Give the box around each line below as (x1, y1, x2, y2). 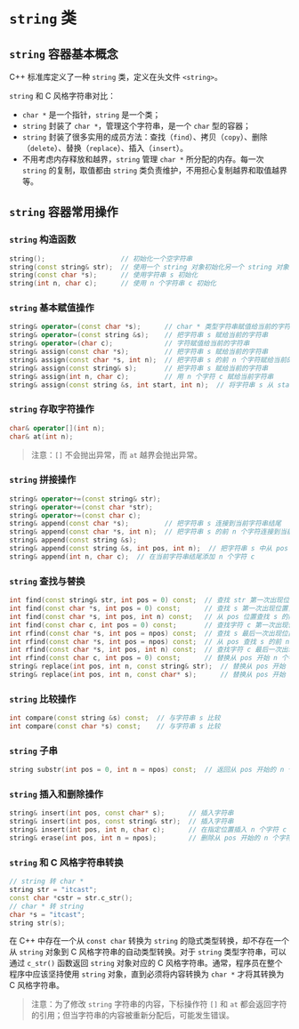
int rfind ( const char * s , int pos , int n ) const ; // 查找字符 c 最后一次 (9, 646, 282, 655)
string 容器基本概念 (9, 46, 118, 61)
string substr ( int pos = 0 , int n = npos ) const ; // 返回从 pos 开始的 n (9, 766, 285, 775)
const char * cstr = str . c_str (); (9, 893, 133, 903)
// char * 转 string (9, 902, 85, 911)
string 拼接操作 (9, 473, 77, 486)
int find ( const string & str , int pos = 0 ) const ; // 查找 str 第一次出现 (9, 596, 283, 605)
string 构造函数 (9, 233, 77, 245)
